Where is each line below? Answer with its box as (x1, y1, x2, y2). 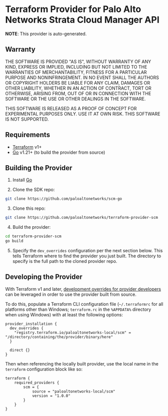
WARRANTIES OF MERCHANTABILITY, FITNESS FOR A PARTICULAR (5, 69, 147, 75)
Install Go (12, 177, 33, 183)
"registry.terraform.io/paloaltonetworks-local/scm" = (14, 330, 131, 335)
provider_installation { (5, 321, 57, 326)
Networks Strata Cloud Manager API (5, 14, 159, 26)
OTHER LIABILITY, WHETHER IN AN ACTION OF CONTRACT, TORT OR (5, 85, 151, 91)
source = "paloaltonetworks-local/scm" (32, 389, 115, 394)
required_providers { (14, 380, 59, 385)
